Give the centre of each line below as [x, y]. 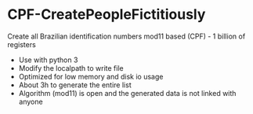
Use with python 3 [48, 60]
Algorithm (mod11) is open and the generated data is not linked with [127, 93]
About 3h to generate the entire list [75, 85]
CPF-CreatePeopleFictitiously [107, 15]
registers [22, 44]
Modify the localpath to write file [71, 68]
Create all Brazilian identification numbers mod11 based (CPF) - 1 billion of [127, 36]
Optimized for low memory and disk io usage [91, 76]
